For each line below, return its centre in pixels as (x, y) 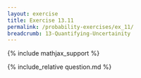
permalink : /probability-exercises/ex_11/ (70, 27)
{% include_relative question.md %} (60, 67)
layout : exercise (33, 14)
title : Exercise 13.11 (41, 20)
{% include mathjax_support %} (54, 53)
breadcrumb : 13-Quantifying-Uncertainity (69, 33)
